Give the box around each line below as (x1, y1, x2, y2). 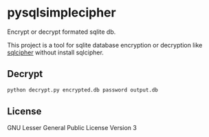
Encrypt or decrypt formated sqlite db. (7, 28, 116, 36)
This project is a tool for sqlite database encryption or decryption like (7, 41, 203, 49)
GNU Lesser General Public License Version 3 (7, 124, 137, 132)
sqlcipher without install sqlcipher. (7, 48, 104, 56)
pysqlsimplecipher (7, 5, 116, 21)
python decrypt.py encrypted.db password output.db (7, 86, 158, 94)
